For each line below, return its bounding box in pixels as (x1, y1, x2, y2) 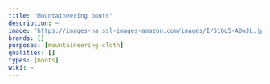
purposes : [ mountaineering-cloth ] (8, 42, 125, 50)
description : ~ (8, 19, 59, 27)
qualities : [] (8, 49, 56, 57)
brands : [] (8, 34, 45, 42)
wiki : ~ (8, 64, 35, 72)
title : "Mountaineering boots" (8, 11, 113, 20)
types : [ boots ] (8, 57, 59, 65)
